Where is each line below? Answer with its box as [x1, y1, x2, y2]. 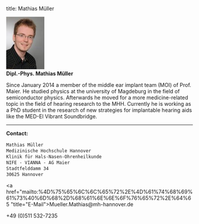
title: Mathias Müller [6, 5, 54, 12]
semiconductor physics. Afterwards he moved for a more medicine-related [6, 94, 188, 101]
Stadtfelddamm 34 [6, 165, 49, 171]
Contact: [6, 130, 28, 137]
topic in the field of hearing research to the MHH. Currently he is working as [6, 100, 191, 107]
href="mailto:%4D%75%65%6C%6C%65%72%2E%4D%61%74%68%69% [6, 189, 193, 195]
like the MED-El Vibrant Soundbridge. [6, 113, 98, 120]
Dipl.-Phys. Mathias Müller [6, 70, 73, 77]
